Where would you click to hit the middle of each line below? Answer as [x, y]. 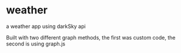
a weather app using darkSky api [46, 26]
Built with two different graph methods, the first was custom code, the [91, 37]
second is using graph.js [36, 44]
